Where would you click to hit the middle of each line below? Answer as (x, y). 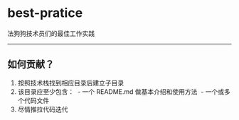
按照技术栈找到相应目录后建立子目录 (71, 83)
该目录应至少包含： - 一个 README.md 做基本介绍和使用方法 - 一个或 (121, 91)
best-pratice (45, 13)
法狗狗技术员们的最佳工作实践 (51, 33)
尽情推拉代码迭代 (43, 109)
